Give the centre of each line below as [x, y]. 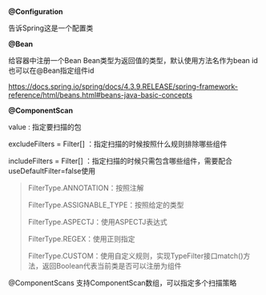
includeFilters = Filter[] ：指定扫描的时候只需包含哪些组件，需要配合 [120, 161]
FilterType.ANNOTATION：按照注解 [86, 188]
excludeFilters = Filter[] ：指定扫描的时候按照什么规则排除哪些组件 [118, 144]
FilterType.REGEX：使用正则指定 [81, 239]
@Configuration [36, 12]
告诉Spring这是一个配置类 [51, 28]
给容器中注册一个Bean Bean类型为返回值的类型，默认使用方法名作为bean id [133, 60]
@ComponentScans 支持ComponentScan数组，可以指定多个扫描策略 [123, 283]
